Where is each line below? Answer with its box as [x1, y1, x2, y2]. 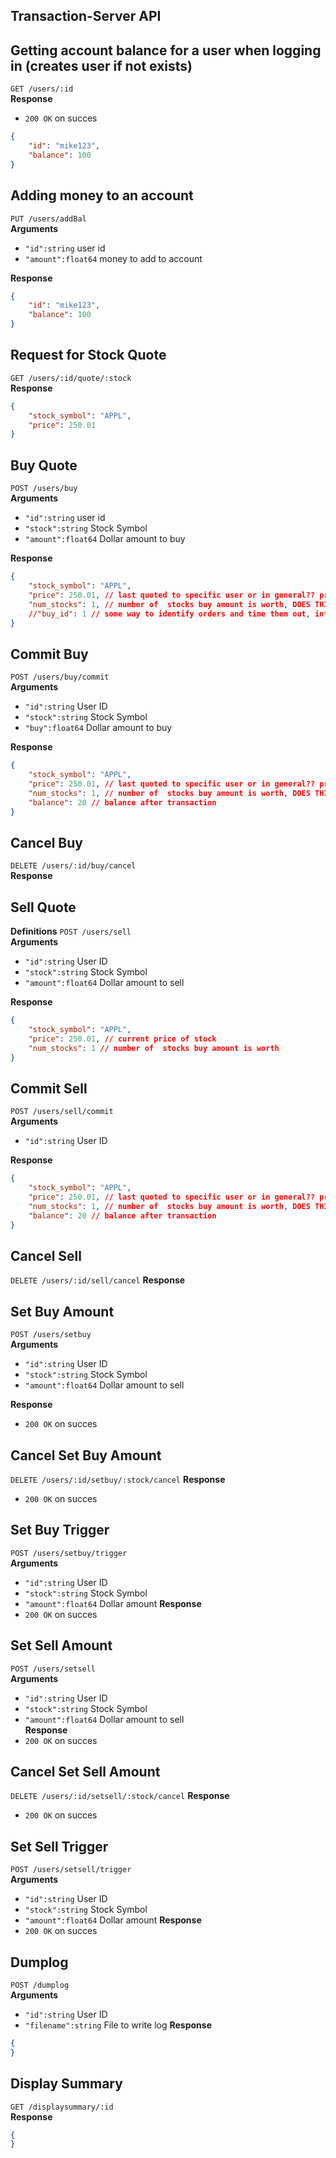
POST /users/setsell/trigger [10, 1865, 132, 1875]
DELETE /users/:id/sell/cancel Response [10, 1274, 186, 1286]
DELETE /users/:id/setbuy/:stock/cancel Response [10, 1473, 226, 1485]
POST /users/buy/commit [10, 672, 110, 683]
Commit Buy [10, 645, 89, 663]
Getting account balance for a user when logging [10, 42, 322, 59]
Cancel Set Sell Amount [10, 1763, 161, 1780]
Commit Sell [10, 1080, 88, 1097]
